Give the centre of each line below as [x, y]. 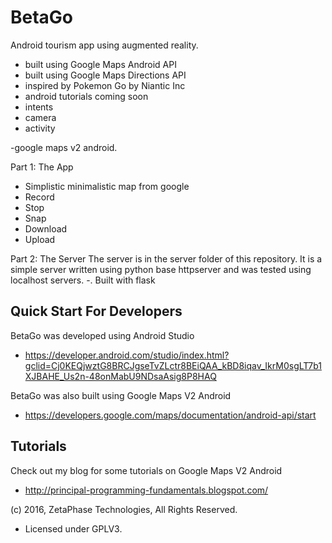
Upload [40, 239]
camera [40, 117]
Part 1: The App [42, 167]
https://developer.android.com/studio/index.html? [127, 355]
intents [39, 107]
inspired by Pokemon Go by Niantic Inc [105, 85]
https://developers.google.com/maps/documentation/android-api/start [170, 415]
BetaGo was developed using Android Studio [102, 335]
